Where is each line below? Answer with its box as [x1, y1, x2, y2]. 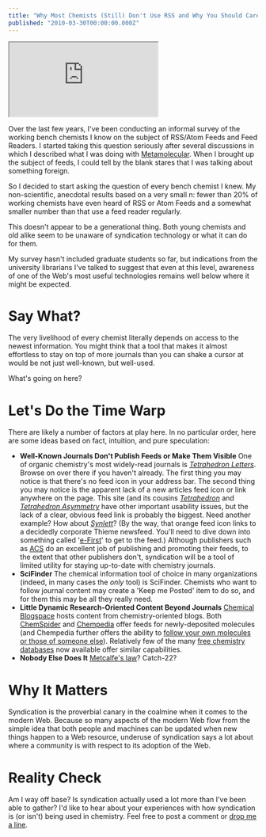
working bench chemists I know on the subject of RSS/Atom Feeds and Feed [8, 132, 258, 142]
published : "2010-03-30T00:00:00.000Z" [8, 19, 140, 27]
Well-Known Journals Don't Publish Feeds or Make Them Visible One [19, 451, 252, 461]
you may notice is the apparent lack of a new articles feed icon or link [19, 485, 247, 495]
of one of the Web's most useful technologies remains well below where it [8, 271, 249, 280]
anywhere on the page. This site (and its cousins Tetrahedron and [19, 493, 235, 503]
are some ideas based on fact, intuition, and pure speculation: [8, 436, 210, 446]
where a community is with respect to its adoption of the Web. [8, 741, 211, 751]
